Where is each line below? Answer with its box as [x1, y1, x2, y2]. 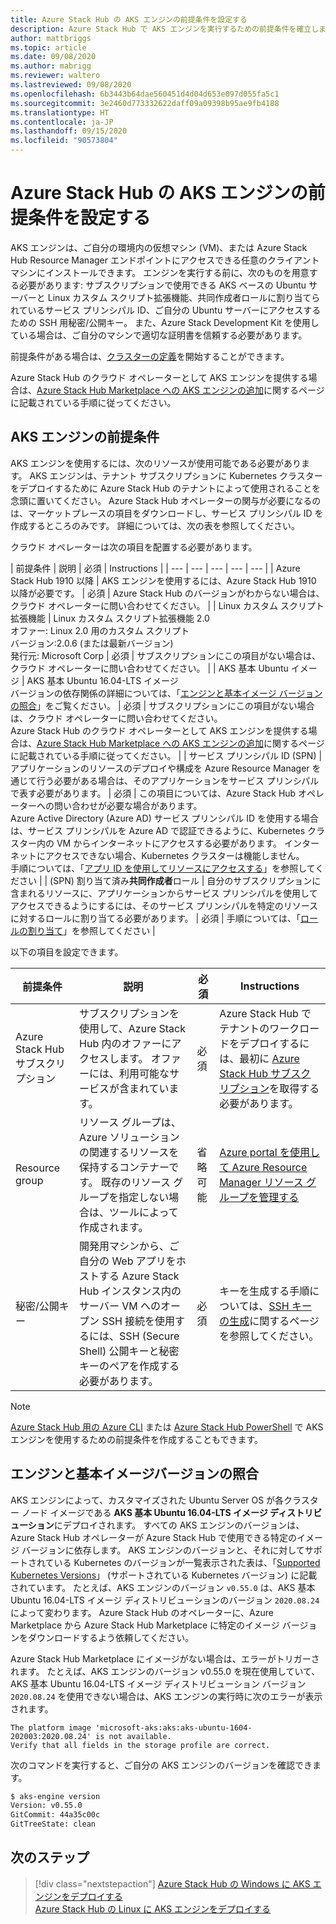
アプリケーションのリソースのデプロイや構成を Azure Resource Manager [10, 762, 310, 774]
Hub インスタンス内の [79, 1284, 182, 1298]
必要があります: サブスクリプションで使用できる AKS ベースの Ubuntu [18, 279, 307, 291]
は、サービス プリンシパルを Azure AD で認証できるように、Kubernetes [10, 824, 306, 836]
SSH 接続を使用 [101, 1314, 176, 1328]
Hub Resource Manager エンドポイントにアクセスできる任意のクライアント [10, 254, 320, 266]
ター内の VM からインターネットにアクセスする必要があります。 [18, 837, 283, 849]
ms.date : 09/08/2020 [10, 52, 97, 62]
